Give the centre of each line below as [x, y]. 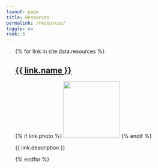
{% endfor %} [32, 159]
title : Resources [28, 17]
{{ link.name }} [43, 70]
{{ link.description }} [40, 148]
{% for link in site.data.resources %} [60, 51]
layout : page [23, 12]
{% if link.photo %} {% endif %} [83, 135]
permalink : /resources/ [36, 23]
